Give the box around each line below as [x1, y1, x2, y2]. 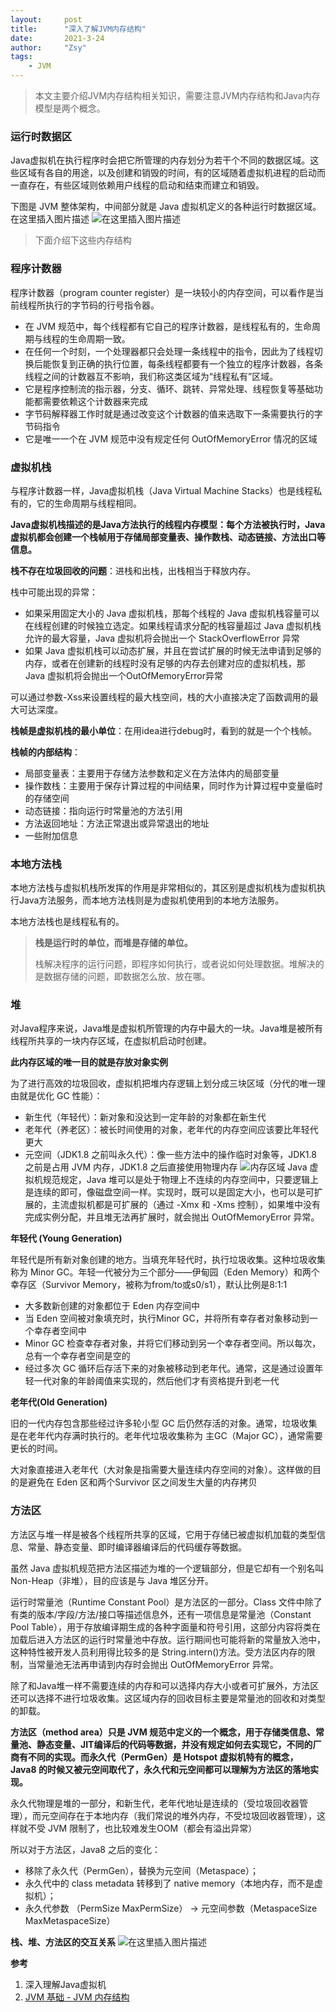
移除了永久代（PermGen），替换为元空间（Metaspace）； [24, 1864, 259, 1876]
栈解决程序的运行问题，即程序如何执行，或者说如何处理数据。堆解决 [34, 958, 316, 970]
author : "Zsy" [10, 42, 87, 53]
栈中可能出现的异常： [10, 586, 98, 598]
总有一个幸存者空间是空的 [24, 1350, 131, 1362]
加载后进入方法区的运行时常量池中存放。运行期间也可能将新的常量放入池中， [10, 1633, 326, 1645]
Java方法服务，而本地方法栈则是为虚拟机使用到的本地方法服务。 [18, 894, 285, 906]
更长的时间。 [10, 1442, 63, 1455]
